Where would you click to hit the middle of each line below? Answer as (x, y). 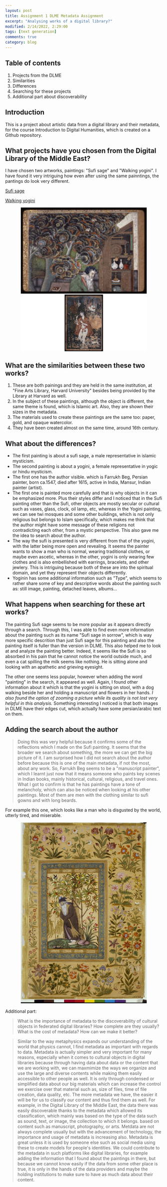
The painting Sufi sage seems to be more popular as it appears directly (78, 624)
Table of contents (33, 63)
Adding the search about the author (62, 729)
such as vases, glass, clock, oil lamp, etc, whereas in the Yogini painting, (87, 509)
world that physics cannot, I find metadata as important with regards (87, 1046)
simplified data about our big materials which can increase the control (89, 1084)
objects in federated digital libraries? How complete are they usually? (88, 1026)
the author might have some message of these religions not (74, 525)
